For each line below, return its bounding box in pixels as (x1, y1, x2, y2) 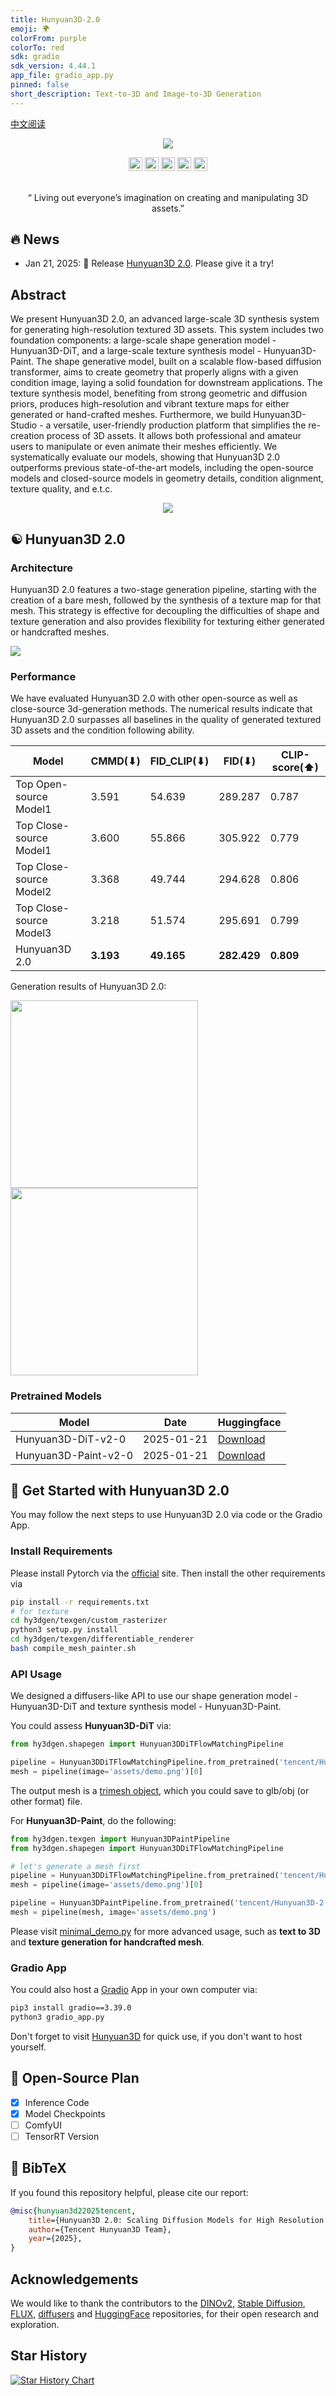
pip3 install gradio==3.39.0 (10, 2003, 132, 2013)
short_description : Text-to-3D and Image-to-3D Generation (10, 89, 262, 99)
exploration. (10, 2319, 60, 2331)
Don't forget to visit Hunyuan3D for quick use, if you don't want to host (10, 2030, 303, 2042)
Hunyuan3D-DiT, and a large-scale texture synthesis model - (10, 345, 262, 357)
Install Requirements (10, 1544, 113, 1558)
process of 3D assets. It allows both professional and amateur (46, 430, 302, 442)
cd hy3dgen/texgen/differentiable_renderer (10, 1634, 195, 1645)
